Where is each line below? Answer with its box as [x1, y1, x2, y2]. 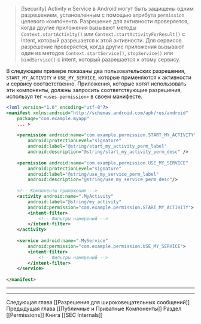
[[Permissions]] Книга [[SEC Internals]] [6, 311, 103, 319]
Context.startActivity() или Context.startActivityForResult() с [20, 30, 185, 38]
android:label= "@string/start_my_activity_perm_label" [28, 143, 167, 149]
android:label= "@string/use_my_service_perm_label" [28, 171, 160, 177]
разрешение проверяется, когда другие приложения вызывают [20, 43, 184, 50]
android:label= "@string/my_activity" [28, 198, 121, 205]
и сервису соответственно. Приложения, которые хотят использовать [6, 80, 187, 87]
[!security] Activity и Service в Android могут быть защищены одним [20, 5, 194, 12]
